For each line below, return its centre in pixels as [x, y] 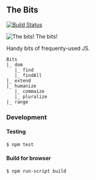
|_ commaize [29, 91]
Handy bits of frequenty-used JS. [48, 48]
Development [27, 117]
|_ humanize [21, 86]
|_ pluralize [31, 97]
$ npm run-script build [36, 171]
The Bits [22, 10]
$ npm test [20, 144]
